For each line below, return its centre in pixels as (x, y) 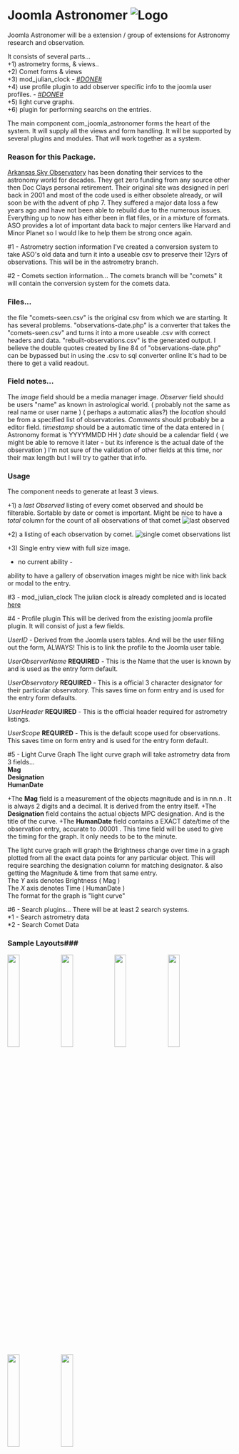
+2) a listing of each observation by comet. (71, 534)
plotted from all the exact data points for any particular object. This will (111, 858)
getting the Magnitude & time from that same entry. (83, 873)
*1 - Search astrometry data (49, 917)
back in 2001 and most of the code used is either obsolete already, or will (115, 195)
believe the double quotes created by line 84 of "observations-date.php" (114, 348)
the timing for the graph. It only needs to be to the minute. (92, 836)
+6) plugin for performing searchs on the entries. (80, 109)
